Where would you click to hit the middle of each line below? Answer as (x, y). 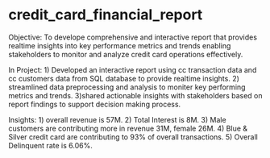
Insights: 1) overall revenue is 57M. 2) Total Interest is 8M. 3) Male (118, 119)
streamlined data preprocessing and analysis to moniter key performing (127, 87)
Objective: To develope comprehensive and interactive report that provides (133, 37)
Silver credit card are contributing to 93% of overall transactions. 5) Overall (133, 137)
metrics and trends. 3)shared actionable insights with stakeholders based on (136, 95)
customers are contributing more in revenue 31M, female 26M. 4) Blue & (128, 128)
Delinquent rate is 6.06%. (50, 145)
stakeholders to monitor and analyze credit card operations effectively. (126, 54)
